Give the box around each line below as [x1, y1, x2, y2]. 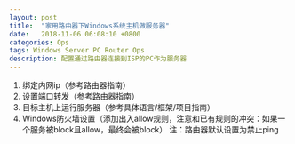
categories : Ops [9, 37, 69, 47]
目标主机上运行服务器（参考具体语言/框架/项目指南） [21, 102, 215, 112]
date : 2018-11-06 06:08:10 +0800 [9, 29, 141, 38]
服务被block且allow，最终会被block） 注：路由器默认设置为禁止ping [29, 124, 279, 134]
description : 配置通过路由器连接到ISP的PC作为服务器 [9, 54, 187, 63]
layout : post [9, 12, 58, 22]
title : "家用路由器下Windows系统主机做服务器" [9, 21, 171, 30]
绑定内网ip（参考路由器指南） [21, 80, 131, 90]
